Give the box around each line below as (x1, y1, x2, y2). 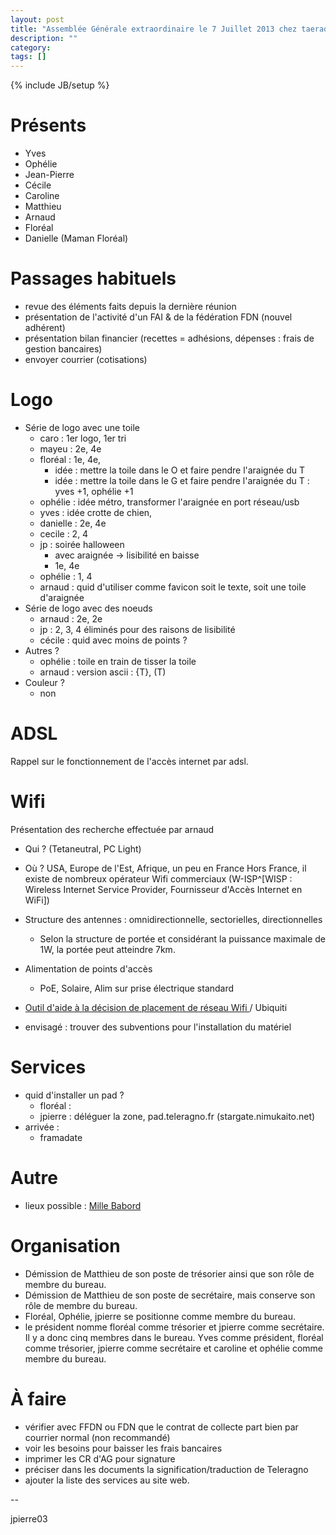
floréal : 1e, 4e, (39, 453, 102, 465)
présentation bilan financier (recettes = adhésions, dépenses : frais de (24, 332, 315, 344)
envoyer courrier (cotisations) (24, 354, 148, 365)
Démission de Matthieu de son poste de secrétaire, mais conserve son (24, 1289, 316, 1301)
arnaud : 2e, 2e (39, 612, 103, 625)
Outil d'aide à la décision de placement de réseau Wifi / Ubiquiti (24, 1001, 288, 1013)
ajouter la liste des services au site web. (24, 1474, 190, 1486)
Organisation (10, 1234, 121, 1257)
